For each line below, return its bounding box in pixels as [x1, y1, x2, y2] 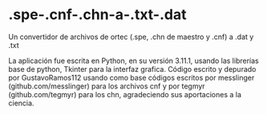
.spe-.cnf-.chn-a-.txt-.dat [8, 6, 187, 24]
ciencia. [8, 98, 34, 108]
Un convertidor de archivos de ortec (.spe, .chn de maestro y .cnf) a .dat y [8, 32, 254, 41]
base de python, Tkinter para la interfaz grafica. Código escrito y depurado [8, 64, 257, 73]
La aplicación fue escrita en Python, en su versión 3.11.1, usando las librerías [8, 56, 259, 65]
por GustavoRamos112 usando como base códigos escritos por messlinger [8, 73, 255, 82]
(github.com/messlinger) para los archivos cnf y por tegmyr [8, 81, 206, 91]
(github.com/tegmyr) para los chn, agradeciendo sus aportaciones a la [8, 89, 242, 99]
